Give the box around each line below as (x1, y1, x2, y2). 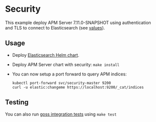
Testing (5, 98, 29, 106)
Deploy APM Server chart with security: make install (12, 61, 120, 67)
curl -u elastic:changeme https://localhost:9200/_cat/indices (12, 85, 144, 90)
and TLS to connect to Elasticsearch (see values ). (5, 24, 105, 30)
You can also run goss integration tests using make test (5, 111, 117, 117)
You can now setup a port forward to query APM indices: (12, 71, 127, 77)
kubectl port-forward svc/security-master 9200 (12, 80, 111, 85)
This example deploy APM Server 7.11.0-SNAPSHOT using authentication (5, 20, 152, 25)
